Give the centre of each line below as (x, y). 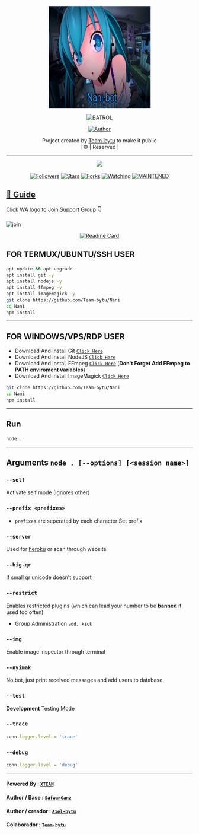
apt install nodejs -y (34, 281)
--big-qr (19, 565)
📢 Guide (21, 195)
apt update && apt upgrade (39, 269)
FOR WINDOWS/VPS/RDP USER (65, 337)
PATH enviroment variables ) (50, 370)
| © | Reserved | (99, 147)
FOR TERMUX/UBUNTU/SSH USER (70, 254)
